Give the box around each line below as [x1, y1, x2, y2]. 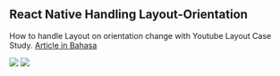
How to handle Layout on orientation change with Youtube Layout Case [9, 30, 272, 41]
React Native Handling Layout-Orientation [9, 7, 249, 22]
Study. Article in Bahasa [9, 40, 98, 50]
